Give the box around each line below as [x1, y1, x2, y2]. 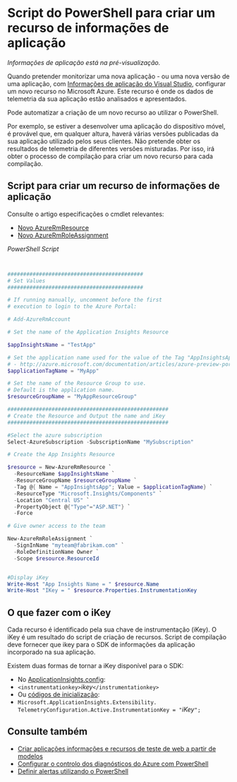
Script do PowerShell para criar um [7, 5, 216, 21]
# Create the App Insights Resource [7, 451, 115, 458]
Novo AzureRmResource [17, 223, 90, 232]
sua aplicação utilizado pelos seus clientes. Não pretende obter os [7, 136, 201, 146]
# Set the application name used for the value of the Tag [7, 354, 185, 361]
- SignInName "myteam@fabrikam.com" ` [13, 542, 125, 549]
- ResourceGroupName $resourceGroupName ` [13, 477, 138, 484]
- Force [13, 510, 33, 517]
